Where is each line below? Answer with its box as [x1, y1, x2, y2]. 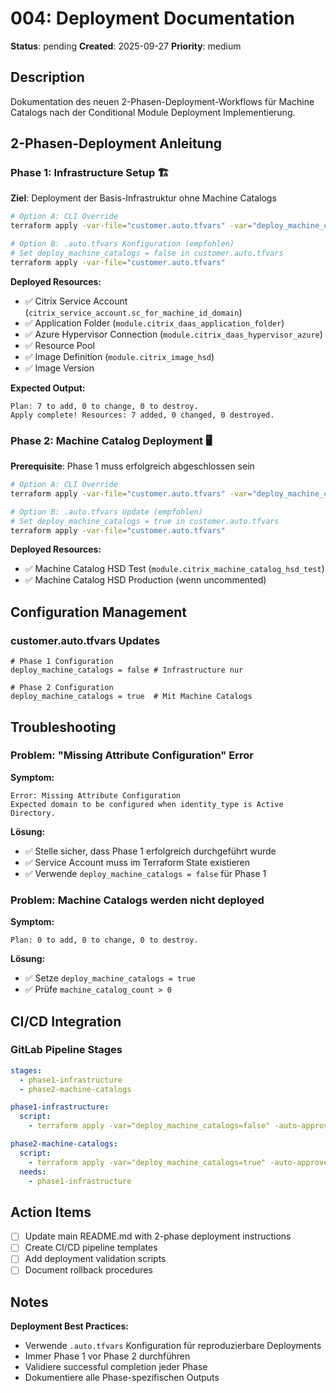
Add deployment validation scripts [24, 1253, 167, 1265]
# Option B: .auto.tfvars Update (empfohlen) [10, 507, 203, 517]
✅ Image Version [24, 362, 95, 374]
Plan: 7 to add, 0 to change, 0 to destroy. [10, 401, 199, 411]
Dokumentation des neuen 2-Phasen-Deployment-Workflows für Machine [10, 95, 315, 107]
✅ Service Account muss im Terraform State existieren [24, 856, 251, 868]
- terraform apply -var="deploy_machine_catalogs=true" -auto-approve [28, 1157, 329, 1167]
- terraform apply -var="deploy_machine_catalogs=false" [28, 1121, 271, 1131]
